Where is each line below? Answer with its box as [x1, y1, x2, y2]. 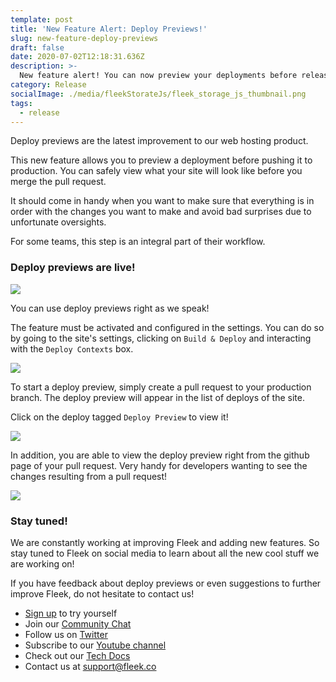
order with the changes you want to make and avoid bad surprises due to [10, 206, 312, 218]
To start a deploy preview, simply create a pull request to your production [10, 381, 312, 393]
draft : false [10, 42, 65, 53]
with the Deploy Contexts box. [10, 342, 134, 355]
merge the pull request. [10, 176, 107, 188]
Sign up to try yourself [24, 607, 118, 619]
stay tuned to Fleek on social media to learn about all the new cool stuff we [10, 547, 320, 559]
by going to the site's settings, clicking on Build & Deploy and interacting [10, 332, 312, 344]
